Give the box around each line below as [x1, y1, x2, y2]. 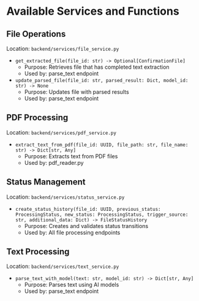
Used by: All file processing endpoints [24, 229, 121, 236]
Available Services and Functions [6, 4, 179, 18]
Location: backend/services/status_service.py [6, 193, 125, 200]
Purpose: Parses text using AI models [24, 281, 119, 289]
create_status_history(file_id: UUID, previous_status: [15, 206, 161, 212]
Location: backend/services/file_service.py [6, 45, 119, 52]
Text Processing [6, 246, 70, 257]
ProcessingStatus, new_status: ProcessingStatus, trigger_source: [15, 211, 189, 218]
